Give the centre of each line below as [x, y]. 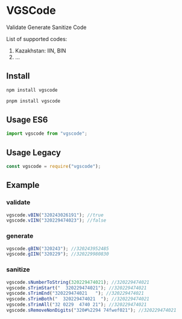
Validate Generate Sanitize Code [46, 27]
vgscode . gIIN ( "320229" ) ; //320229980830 [58, 254]
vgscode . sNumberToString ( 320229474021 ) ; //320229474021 [78, 282]
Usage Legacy [34, 153]
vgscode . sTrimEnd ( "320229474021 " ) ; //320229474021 [75, 294]
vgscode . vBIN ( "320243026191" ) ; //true [55, 215]
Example [23, 185]
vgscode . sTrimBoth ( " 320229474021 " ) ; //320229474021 [78, 299]
